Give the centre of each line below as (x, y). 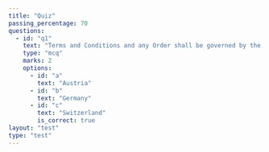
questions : (27, 31)
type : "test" (30, 135)
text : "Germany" (64, 98)
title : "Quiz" (32, 16)
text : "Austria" (64, 83)
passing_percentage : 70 (48, 23)
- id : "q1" (34, 38)
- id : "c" (46, 105)
